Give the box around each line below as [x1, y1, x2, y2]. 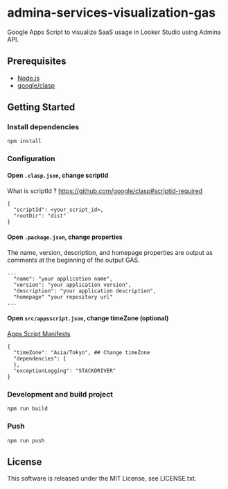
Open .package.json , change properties [7, 233, 123, 241]
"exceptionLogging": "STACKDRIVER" [13, 367, 116, 374]
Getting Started [7, 101, 76, 113]
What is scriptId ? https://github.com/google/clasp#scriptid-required [7, 186, 203, 195]
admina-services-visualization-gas [7, 5, 216, 21]
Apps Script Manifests [7, 329, 71, 338]
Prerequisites [7, 56, 67, 67]
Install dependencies [7, 122, 80, 132]
